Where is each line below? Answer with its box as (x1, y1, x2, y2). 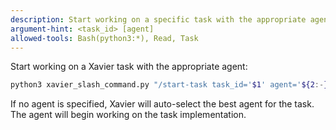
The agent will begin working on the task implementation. (10, 109, 247, 121)
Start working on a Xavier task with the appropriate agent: (10, 61, 248, 73)
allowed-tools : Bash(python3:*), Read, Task (10, 33, 199, 43)
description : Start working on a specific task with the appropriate (10, 14, 307, 25)
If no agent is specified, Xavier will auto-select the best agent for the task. (10, 98, 315, 110)
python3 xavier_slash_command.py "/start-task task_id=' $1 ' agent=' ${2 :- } (10, 80, 329, 90)
